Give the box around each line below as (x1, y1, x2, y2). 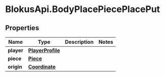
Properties (5, 24, 39, 32)
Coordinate (28, 63, 56, 70)
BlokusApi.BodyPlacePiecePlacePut (5, 4, 160, 15)
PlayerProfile (28, 47, 61, 54)
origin (8, 63, 23, 70)
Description (65, 39, 94, 45)
